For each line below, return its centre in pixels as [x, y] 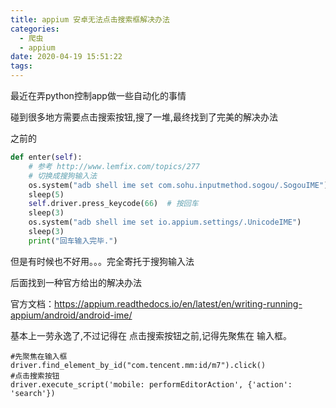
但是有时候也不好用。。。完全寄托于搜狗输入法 [102, 261]
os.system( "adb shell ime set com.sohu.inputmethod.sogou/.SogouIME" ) [178, 185]
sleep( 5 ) [46, 194]
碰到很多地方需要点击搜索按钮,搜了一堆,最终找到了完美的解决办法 [144, 117]
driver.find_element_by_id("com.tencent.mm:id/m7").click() [138, 365]
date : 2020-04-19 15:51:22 [66, 57]
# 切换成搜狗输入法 [63, 176]
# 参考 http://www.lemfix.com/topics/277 [114, 166]
